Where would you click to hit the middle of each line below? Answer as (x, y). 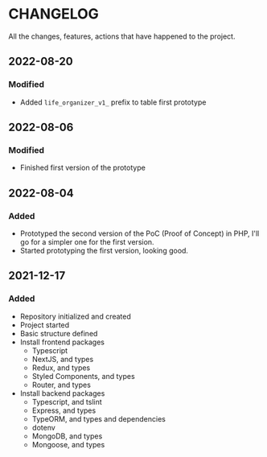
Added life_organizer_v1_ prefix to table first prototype (113, 102)
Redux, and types (61, 368)
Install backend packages (62, 393)
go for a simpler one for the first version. (87, 242)
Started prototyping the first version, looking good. (104, 251)
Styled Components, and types (83, 376)
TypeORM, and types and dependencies (99, 418)
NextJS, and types (63, 359)
